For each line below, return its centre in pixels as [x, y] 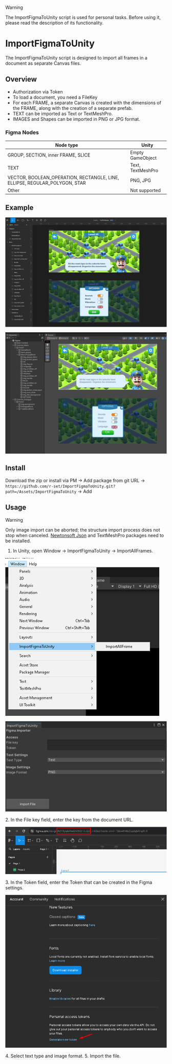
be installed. [18, 541]
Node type [67, 145]
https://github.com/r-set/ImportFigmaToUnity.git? [60, 486]
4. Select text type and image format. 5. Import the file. [63, 1056]
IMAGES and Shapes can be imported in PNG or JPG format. [76, 119]
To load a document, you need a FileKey [55, 97]
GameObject [144, 158]
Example [19, 208]
